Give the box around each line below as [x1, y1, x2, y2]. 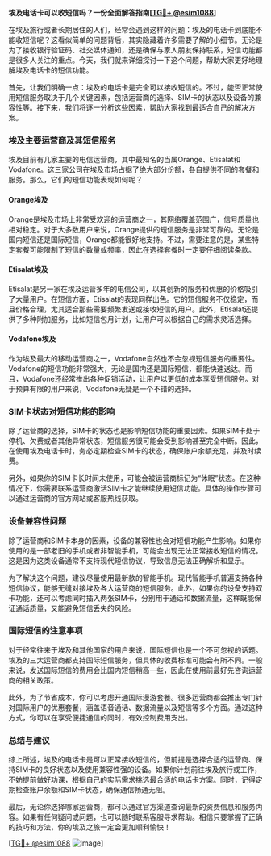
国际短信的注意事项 [8, 625, 83, 637]
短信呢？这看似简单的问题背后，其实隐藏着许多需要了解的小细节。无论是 [22, 35, 263, 44]
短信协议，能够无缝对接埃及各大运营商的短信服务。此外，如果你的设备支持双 [8, 582, 263, 592]
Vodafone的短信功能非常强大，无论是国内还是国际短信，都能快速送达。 [8, 363, 246, 374]
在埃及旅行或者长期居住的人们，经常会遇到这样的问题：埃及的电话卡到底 [8, 25, 248, 35]
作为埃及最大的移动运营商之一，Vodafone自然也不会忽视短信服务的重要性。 [8, 353, 260, 363]
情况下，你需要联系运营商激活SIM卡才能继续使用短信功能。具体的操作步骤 [8, 483, 255, 493]
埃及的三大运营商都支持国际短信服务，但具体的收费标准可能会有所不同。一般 [8, 655, 263, 665]
